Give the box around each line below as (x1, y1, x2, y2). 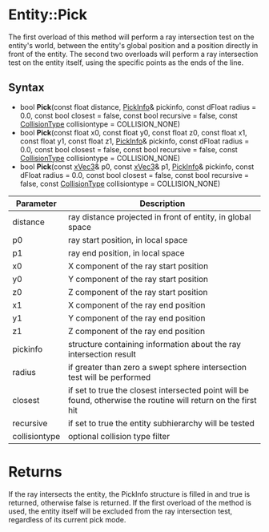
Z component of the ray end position (67, 325, 206, 337)
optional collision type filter (67, 430, 171, 441)
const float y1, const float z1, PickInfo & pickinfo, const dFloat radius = (19, 136, 250, 146)
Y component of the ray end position (67, 312, 206, 324)
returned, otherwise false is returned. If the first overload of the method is (8, 498, 252, 507)
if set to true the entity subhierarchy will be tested (67, 417, 255, 429)
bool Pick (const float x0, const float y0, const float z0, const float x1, (19, 127, 247, 137)
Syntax (8, 81, 45, 95)
